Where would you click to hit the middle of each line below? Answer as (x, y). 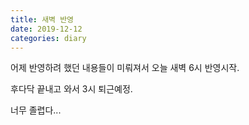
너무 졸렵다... (36, 110)
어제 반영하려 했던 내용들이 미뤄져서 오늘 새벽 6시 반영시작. (125, 68)
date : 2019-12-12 (46, 29)
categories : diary (48, 38)
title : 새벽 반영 (42, 19)
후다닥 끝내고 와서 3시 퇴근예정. (71, 89)
